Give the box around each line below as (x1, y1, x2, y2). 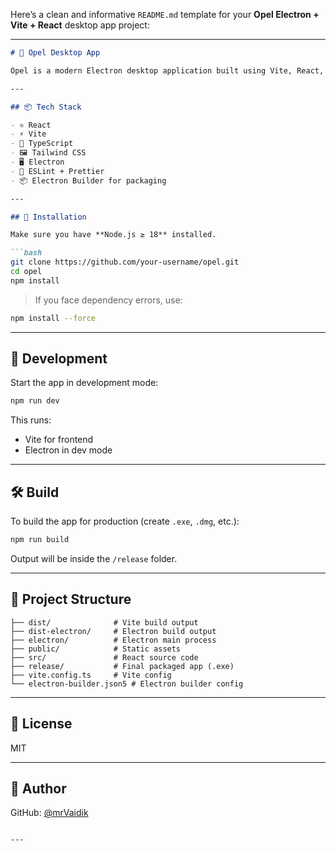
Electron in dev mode (24, 444, 113, 456)
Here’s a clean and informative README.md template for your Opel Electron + (10, 9, 320, 20)
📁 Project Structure (10, 591, 132, 608)
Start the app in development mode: (10, 377, 159, 389)
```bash (10, 248, 43, 258)
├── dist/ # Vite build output (10, 617, 199, 628)
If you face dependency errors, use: (34, 294, 183, 306)
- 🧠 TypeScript (10, 139, 74, 149)
